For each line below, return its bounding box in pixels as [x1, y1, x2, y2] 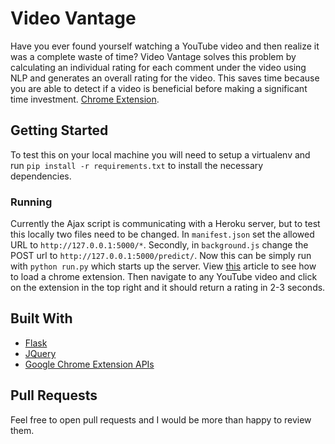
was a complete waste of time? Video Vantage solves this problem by [10, 50, 297, 62]
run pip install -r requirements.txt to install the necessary [10, 159, 264, 171]
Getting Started [10, 122, 109, 139]
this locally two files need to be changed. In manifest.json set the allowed [10, 228, 315, 241]
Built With [10, 310, 73, 327]
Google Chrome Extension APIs [24, 358, 155, 370]
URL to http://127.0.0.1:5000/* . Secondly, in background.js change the [10, 239, 309, 251]
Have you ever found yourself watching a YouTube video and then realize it [10, 40, 320, 52]
